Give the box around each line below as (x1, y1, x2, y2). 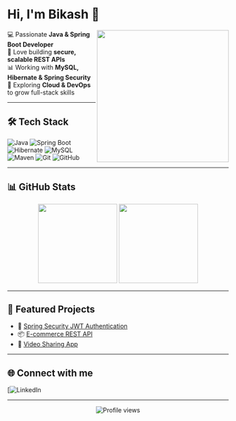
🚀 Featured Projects (7, 303, 96, 315)
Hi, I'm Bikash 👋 (7, 6, 100, 23)
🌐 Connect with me (7, 367, 93, 379)
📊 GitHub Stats (7, 181, 76, 193)
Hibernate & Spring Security (7, 73, 91, 82)
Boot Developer (7, 40, 54, 49)
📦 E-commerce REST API (17, 330, 93, 339)
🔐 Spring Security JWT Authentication (17, 322, 128, 330)
